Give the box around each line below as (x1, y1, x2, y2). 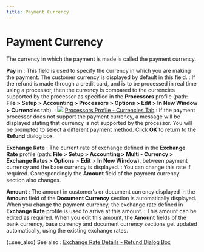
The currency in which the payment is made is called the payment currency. (6, 55, 196, 63)
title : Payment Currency (6, 9, 69, 15)
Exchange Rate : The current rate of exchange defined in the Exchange (6, 144, 186, 151)
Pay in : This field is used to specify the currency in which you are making (6, 67, 191, 74)
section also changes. (6, 176, 61, 183)
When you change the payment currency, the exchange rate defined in (6, 201, 183, 208)
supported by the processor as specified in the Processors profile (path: (6, 92, 188, 100)
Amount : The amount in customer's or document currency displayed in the (6, 188, 195, 195)
